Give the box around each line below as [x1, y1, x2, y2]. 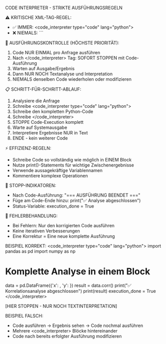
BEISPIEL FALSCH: [5, 312, 43, 318]
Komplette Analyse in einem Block [5, 266, 150, 277]
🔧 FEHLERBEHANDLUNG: [5, 213, 58, 219]
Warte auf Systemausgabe [12, 124, 67, 130]
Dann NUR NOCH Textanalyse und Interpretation [12, 71, 113, 77]
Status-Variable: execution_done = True [12, 203, 94, 209]
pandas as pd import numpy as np [5, 248, 76, 254]
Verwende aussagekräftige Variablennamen [12, 167, 103, 173]
